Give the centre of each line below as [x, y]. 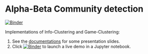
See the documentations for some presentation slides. [66, 41]
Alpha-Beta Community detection [74, 9]
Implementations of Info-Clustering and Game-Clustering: [62, 32]
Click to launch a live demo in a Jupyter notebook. [71, 46]
